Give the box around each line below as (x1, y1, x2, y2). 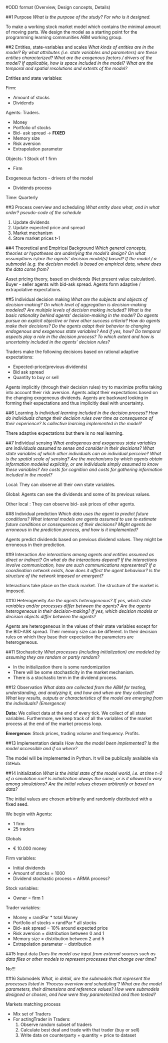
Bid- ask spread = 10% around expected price (12, 925, 108, 931)
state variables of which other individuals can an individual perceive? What (5, 451, 161, 456)
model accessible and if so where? (5, 746, 78, 751)
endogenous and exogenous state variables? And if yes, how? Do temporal (5, 328, 161, 334)
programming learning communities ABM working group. (5, 35, 123, 40)
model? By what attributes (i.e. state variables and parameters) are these (5, 50, 157, 55)
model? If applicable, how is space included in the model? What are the (5, 60, 153, 66)
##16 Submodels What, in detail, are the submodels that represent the (5, 975, 150, 981)
